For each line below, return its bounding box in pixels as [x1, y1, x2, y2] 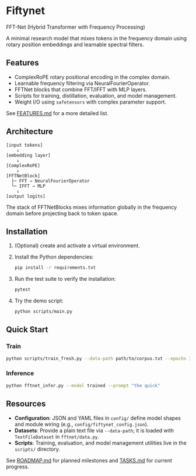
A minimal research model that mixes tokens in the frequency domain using [6, 35, 187, 42]
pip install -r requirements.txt [14, 265, 96, 271]
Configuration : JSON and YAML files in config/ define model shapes [14, 414, 181, 422]
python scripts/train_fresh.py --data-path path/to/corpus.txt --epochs [6, 356, 187, 361]
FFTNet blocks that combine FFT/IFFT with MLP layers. [14, 86, 147, 93]
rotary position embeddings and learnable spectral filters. [6, 41, 144, 48]
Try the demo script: [14, 297, 64, 305]
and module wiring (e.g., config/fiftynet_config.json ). [14, 420, 149, 427]
